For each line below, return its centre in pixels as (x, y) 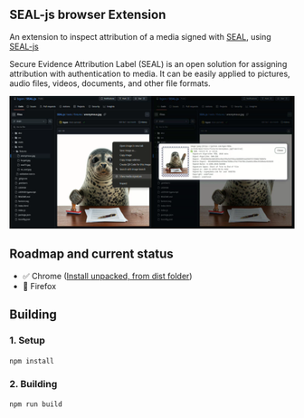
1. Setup (27, 341)
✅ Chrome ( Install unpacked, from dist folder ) (107, 276)
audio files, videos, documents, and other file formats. (110, 83)
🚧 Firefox (39, 286)
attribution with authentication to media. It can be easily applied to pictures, (150, 73)
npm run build (36, 404)
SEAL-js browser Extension (88, 15)
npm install (32, 361)
